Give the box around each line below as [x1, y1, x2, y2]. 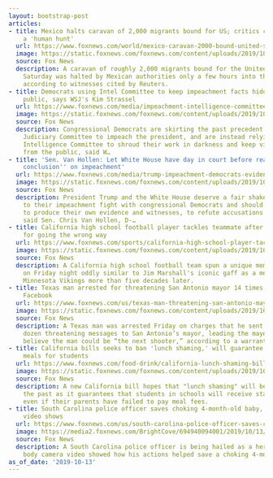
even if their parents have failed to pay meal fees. [23, 398, 209, 406]
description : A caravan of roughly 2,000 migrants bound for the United [15, 65, 267, 73]
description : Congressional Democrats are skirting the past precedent [15, 125, 264, 133]
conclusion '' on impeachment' [23, 163, 126, 172]
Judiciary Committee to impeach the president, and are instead [23, 133, 245, 141]
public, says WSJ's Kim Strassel [23, 95, 136, 103]
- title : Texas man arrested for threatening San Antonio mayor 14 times [8, 284, 264, 293]
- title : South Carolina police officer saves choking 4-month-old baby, [8, 405, 264, 413]
